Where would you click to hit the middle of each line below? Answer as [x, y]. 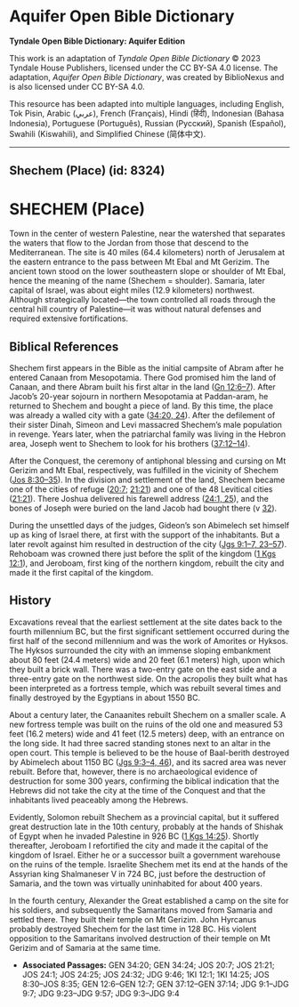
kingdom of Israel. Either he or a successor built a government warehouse [145, 855]
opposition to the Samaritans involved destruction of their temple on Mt [140, 938]
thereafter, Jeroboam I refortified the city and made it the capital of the [139, 845]
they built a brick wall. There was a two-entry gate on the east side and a [143, 669]
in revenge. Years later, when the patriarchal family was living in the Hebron [148, 434]
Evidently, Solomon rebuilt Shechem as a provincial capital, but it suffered [144, 817]
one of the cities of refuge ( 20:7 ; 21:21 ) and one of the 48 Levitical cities [141, 489]
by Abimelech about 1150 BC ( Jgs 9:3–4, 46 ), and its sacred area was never [148, 761]
